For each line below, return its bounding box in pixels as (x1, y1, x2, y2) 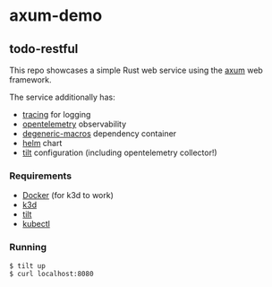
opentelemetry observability (21, 118, 127, 129)
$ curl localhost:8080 (9, 270, 94, 279)
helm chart (21, 138, 63, 148)
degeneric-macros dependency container (21, 128, 177, 139)
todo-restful (9, 41, 79, 57)
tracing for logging (21, 109, 91, 119)
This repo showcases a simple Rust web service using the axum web (9, 65, 264, 75)
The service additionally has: (9, 91, 115, 102)
